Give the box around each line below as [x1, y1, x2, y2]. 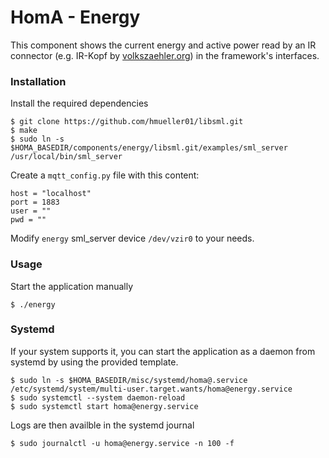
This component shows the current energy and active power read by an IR [10, 39, 317, 51]
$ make [10, 126, 38, 136]
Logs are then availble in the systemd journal [10, 419, 195, 431]
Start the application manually [10, 280, 134, 292]
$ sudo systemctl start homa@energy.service [10, 401, 199, 411]
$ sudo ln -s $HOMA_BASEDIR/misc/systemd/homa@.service [10, 375, 248, 385]
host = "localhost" [10, 189, 92, 199]
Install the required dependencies [10, 97, 149, 110]
